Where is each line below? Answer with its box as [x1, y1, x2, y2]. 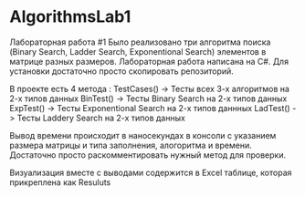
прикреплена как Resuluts [9, 176, 111, 188]
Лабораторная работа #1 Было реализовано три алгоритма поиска [9, 36, 271, 47]
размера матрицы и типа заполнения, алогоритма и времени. [9, 140, 253, 150]
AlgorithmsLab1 [9, 6, 131, 27]
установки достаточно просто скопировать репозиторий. [9, 66, 235, 77]
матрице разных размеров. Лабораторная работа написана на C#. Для [9, 56, 289, 67]
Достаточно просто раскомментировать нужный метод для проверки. [9, 149, 286, 161]
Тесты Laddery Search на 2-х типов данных [16, 112, 185, 123]
